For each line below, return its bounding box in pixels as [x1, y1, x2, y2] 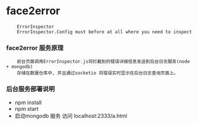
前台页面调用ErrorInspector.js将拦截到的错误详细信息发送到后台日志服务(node [17, 59, 190, 65]
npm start [14, 105, 39, 112]
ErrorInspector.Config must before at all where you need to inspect [17, 28, 193, 35]
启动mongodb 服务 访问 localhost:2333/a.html [14, 112, 127, 119]
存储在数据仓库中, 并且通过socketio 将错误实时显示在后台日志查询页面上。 [17, 70, 179, 76]
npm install [14, 99, 42, 106]
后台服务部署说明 [6, 85, 55, 93]
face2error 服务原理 [6, 43, 64, 52]
